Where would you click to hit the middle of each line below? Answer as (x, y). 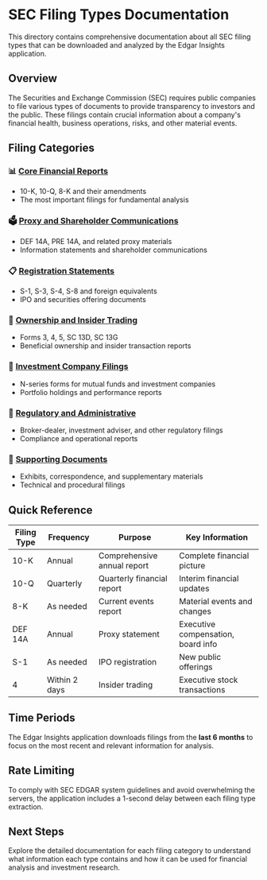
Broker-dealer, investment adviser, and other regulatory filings (122, 430)
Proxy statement (129, 634)
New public (200, 657)
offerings (195, 667)
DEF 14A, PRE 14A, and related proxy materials (96, 241)
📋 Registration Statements (62, 270)
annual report (124, 566)
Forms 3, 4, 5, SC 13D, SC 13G (69, 337)
